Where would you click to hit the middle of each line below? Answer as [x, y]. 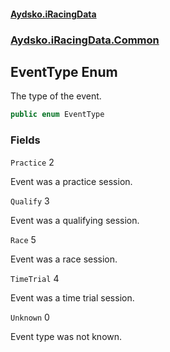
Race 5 [23, 239]
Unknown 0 [30, 317]
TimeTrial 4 [35, 278]
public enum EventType [57, 115]
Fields [25, 140]
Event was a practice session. [71, 181]
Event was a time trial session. [72, 297]
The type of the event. [56, 96]
